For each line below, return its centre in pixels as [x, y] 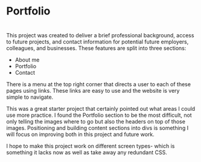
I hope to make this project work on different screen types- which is [91, 146]
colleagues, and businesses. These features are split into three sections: [96, 48]
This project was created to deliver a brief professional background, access [100, 36]
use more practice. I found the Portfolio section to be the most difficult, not [99, 115]
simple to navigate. [30, 97]
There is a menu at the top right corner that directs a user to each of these [99, 84]
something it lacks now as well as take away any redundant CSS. [87, 152]
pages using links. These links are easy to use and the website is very [93, 91]
